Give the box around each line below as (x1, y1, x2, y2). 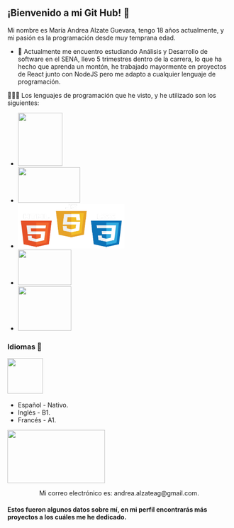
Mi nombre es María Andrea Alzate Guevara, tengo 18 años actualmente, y (7, 26, 225, 34)
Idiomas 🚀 (7, 342, 43, 352)
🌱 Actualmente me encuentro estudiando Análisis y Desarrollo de (17, 47, 208, 55)
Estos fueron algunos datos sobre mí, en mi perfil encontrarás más (7, 505, 208, 514)
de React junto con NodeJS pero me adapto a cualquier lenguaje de (17, 69, 216, 78)
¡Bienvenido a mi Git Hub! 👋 (7, 7, 130, 19)
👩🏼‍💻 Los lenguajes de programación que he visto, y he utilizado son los (7, 91, 216, 99)
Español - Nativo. (17, 401, 69, 410)
